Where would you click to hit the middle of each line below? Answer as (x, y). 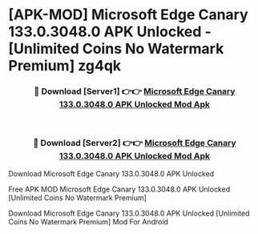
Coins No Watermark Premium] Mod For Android (88, 221)
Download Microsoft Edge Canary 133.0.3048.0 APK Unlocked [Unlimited (129, 213)
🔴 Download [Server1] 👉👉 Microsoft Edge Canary (135, 91)
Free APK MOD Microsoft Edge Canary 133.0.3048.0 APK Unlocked (119, 189)
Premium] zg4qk (65, 66)
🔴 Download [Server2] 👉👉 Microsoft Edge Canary (135, 143)
